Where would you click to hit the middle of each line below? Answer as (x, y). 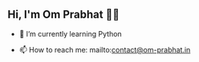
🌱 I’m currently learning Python (70, 33)
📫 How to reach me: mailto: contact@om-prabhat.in (105, 49)
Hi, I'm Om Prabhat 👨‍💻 (63, 15)
